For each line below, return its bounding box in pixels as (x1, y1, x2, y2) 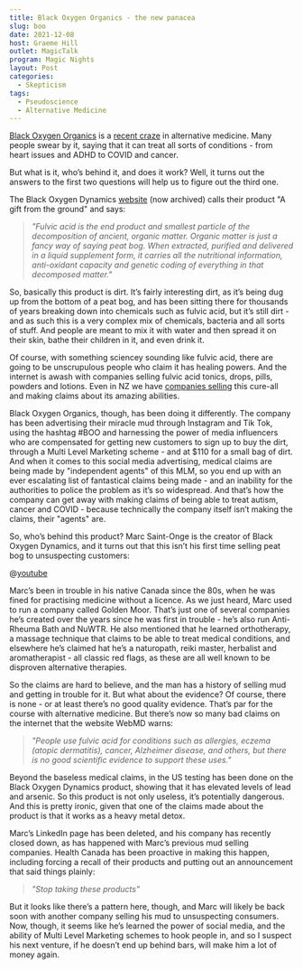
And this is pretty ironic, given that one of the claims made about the (9, 801, 264, 812)
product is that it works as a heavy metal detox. (9, 810, 186, 822)
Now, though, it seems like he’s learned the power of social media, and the (9, 920, 286, 931)
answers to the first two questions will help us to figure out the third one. (9, 177, 280, 188)
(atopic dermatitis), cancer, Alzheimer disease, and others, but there (31, 745, 287, 756)
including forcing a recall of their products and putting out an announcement (9, 857, 293, 868)
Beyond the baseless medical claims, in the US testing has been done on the (9, 772, 294, 783)
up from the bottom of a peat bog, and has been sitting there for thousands (9, 296, 289, 307)
